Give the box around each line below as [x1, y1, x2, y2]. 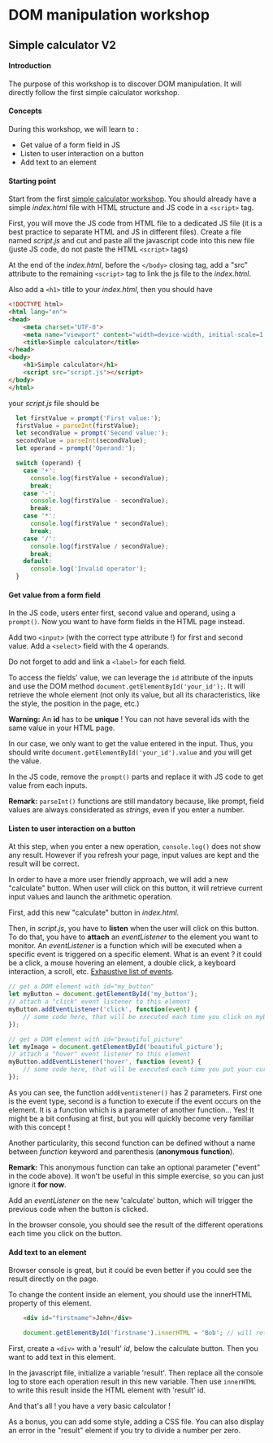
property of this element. [8, 1298, 92, 1308]
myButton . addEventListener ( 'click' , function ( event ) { [8, 1005, 198, 1014]
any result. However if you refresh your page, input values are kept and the [8, 850, 260, 860]
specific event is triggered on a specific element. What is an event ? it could [8, 950, 262, 960]
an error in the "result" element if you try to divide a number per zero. [8, 1425, 241, 1435]
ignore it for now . [8, 1179, 67, 1189]
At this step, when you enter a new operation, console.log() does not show [8, 842, 262, 851]
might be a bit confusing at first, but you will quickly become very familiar [8, 1113, 254, 1123]
